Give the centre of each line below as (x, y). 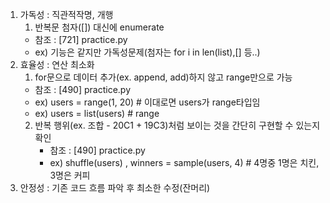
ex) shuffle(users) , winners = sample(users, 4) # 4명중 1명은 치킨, (184, 162)
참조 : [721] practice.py (81, 39)
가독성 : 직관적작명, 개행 (66, 14)
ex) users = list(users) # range (97, 113)
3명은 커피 (70, 175)
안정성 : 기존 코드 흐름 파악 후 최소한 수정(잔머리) (115, 187)
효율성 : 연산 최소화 (57, 64)
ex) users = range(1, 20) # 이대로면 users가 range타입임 (147, 102)
